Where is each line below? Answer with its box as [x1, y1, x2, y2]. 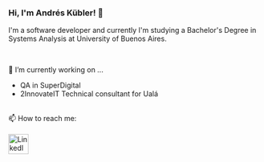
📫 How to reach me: [8, 114, 77, 124]
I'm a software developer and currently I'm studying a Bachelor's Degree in [8, 26, 257, 35]
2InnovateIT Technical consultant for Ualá [19, 89, 159, 99]
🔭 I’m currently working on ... [8, 65, 104, 75]
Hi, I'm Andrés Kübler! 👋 [8, 7, 104, 18]
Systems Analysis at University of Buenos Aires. [8, 34, 167, 43]
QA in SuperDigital [19, 80, 82, 91]
